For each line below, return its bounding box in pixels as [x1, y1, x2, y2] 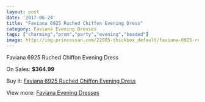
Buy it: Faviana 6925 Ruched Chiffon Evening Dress [6, 77, 136, 84]
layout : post [6, 8, 40, 15]
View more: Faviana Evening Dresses [6, 89, 99, 96]
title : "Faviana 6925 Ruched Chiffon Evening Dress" [6, 20, 143, 26]
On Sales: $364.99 [6, 66, 55, 73]
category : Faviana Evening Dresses [6, 25, 97, 32]
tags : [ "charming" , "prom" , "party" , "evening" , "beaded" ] [6, 32, 149, 38]
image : [6, 37, 23, 43]
